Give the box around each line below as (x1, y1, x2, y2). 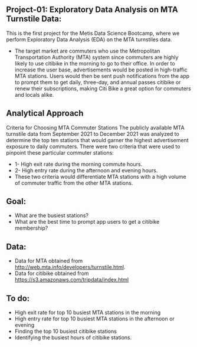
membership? (14, 224, 48, 232)
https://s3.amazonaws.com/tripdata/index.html (14, 276, 129, 283)
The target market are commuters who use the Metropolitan (14, 47, 160, 54)
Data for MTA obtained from (14, 257, 83, 264)
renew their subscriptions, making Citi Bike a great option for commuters (14, 85, 192, 92)
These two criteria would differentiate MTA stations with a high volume (14, 173, 187, 180)
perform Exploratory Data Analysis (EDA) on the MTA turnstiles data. (6, 35, 172, 43)
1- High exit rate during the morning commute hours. (14, 161, 143, 168)
